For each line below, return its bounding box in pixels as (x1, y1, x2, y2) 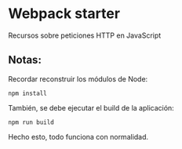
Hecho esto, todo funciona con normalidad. (8, 132, 149, 141)
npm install (8, 89, 47, 97)
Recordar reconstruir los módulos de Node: (8, 74, 148, 83)
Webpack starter (8, 5, 120, 23)
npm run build (8, 118, 55, 126)
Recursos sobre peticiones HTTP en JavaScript (8, 31, 162, 40)
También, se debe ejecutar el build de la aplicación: (8, 103, 174, 112)
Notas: (8, 53, 42, 67)
